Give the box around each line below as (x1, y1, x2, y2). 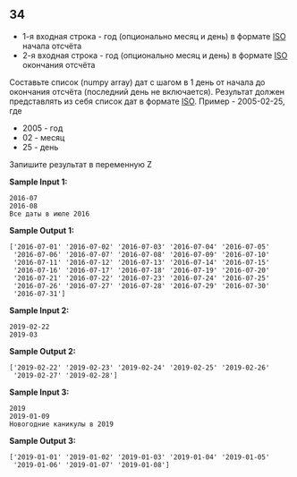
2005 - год (21, 123, 64, 133)
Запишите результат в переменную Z (9, 158, 152, 169)
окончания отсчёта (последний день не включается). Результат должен (9, 86, 284, 97)
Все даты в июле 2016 (9, 209, 90, 218)
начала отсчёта (21, 40, 82, 51)
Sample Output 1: (9, 225, 74, 235)
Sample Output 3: (9, 435, 76, 446)
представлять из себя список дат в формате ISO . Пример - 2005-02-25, (9, 96, 285, 106)
